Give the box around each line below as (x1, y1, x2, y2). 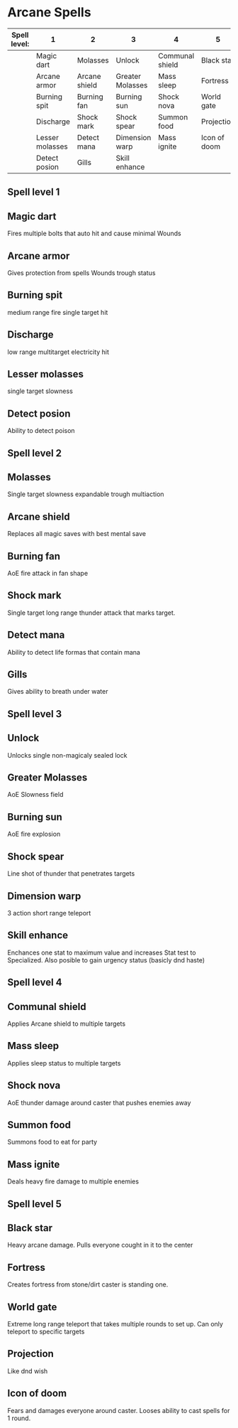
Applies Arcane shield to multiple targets (7, 1019, 126, 1028)
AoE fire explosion (7, 830, 61, 839)
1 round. (7, 1414, 31, 1422)
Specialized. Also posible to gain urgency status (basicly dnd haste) (7, 955, 205, 964)
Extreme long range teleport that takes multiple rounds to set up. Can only (7, 1320, 223, 1328)
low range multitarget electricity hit (7, 348, 110, 356)
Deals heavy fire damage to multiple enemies (7, 1177, 140, 1186)
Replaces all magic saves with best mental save (7, 530, 147, 538)
